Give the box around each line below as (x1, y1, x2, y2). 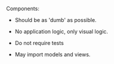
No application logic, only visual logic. (14, 28, 109, 35)
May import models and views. (14, 51, 91, 58)
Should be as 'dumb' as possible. (14, 17, 97, 23)
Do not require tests (14, 40, 64, 46)
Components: (6, 5, 40, 12)
